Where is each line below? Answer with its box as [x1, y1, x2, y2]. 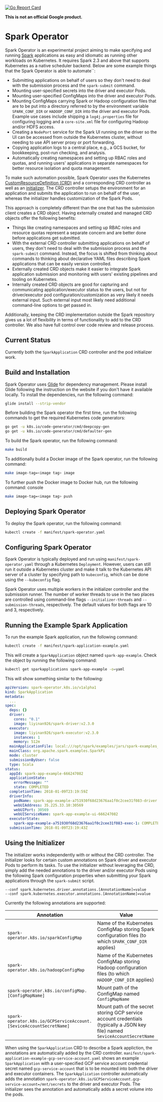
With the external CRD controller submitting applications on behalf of [12, 240, 150, 246]
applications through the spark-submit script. [5, 878, 95, 883]
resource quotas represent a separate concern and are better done [12, 229, 147, 236]
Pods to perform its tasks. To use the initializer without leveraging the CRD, [5, 862, 155, 868]
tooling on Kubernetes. [12, 276, 58, 282]
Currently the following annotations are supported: [5, 900, 106, 906]
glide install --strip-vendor [5, 401, 66, 406]
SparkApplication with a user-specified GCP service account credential [5, 1060, 148, 1066]
